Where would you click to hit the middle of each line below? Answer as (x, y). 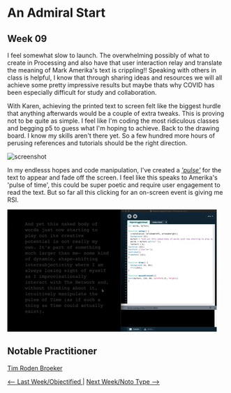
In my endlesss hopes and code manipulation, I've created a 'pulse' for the (114, 170)
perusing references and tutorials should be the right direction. (97, 143)
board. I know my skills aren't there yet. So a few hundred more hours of (111, 135)
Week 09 (27, 39)
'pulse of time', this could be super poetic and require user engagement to (114, 185)
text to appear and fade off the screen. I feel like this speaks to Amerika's (112, 177)
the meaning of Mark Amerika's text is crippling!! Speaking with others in (112, 70)
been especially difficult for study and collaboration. (82, 92)
